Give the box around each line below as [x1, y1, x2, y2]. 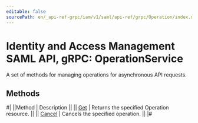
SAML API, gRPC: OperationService [6, 52, 184, 65]
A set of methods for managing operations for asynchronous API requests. [6, 71, 187, 78]
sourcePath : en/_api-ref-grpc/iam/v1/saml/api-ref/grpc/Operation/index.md [6, 14, 196, 20]
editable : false [6, 8, 46, 15]
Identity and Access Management [6, 39, 175, 53]
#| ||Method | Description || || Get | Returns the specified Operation [6, 104, 169, 111]
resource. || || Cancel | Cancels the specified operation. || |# [6, 110, 152, 118]
